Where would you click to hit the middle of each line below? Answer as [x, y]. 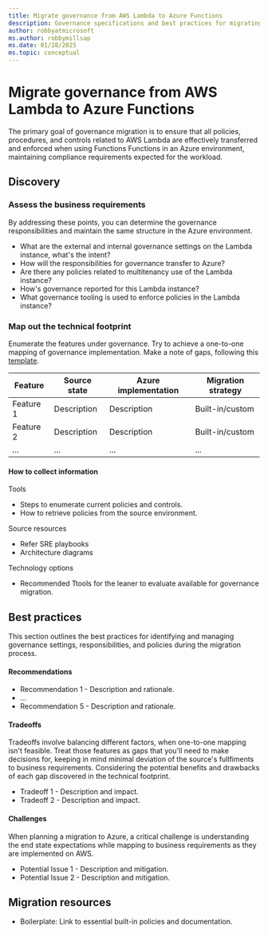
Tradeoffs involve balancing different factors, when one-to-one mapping [127, 742]
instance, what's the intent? [65, 254]
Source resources [37, 529]
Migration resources [60, 902]
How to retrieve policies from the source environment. [108, 513]
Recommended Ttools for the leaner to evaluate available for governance [139, 583]
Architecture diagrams [56, 553]
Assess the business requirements [77, 205]
